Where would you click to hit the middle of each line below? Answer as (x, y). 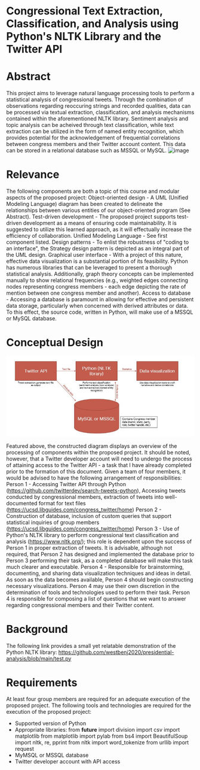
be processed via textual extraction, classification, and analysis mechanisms (100, 113)
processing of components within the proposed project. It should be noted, (99, 452)
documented (22, 503)
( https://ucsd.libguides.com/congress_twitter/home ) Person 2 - (84, 510)
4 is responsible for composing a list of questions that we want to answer (96, 598)
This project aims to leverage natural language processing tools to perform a (100, 93)
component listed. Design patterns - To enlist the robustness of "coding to (98, 242)
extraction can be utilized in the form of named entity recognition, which (95, 131)
